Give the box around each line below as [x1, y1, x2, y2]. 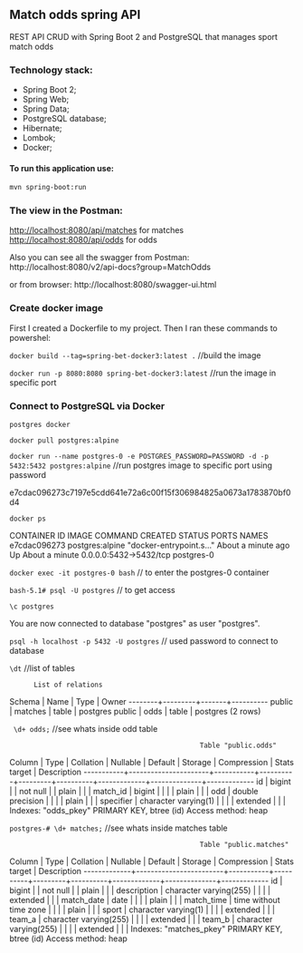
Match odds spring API [9, 7, 141, 23]
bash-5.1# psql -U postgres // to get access [9, 585, 175, 596]
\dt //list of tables [9, 663, 75, 674]
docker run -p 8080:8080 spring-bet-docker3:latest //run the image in [9, 367, 277, 378]
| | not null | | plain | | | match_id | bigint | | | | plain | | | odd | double [9, 786, 259, 797]
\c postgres [9, 602, 54, 611]
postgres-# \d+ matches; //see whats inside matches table [9, 822, 228, 833]
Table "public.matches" [199, 841, 289, 850]
